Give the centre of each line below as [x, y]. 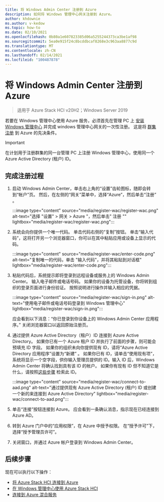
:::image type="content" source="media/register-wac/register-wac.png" [85, 210]
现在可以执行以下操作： [29, 472]
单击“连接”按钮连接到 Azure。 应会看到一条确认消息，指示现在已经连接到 [85, 409]
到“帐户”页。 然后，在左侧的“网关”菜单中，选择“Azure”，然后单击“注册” [84, 194]
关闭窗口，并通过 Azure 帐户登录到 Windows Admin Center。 [74, 442]
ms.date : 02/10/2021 [26, 32]
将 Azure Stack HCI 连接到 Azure [45, 482]
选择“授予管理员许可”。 [36, 432]
